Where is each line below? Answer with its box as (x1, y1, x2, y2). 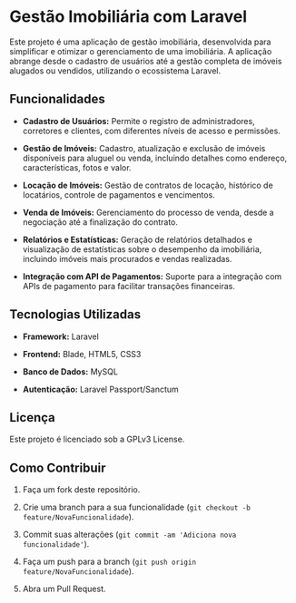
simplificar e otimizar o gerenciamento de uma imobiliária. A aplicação (9, 45, 272, 56)
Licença (9, 410, 56, 425)
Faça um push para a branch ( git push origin (22, 556, 197, 568)
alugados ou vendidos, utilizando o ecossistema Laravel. (9, 65, 221, 76)
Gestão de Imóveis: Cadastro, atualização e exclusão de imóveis (22, 142, 266, 153)
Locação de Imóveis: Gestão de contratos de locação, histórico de (22, 180, 274, 190)
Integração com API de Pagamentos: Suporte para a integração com (22, 270, 282, 282)
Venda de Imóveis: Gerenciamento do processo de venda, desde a (22, 207, 274, 218)
